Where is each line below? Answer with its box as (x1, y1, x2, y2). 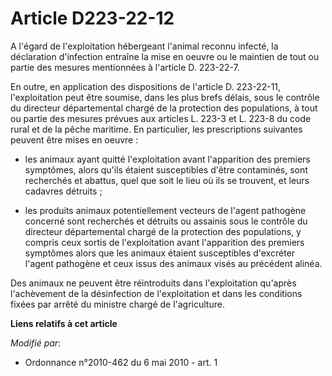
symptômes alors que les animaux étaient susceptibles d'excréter (24, 247, 296, 259)
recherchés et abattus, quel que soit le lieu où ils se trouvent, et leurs (24, 174, 310, 186)
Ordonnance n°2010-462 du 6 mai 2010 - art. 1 (24, 356, 218, 368)
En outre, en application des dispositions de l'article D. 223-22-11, (10, 80, 282, 92)
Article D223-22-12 (10, 7, 175, 30)
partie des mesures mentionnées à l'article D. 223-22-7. (10, 61, 240, 73)
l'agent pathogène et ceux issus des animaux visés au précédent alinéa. (24, 257, 323, 269)
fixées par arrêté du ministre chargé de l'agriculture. (10, 298, 225, 310)
